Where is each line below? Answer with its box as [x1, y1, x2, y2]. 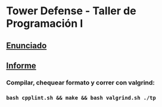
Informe [6, 61, 37, 71]
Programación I [6, 17, 83, 30]
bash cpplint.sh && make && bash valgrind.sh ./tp [6, 94, 156, 101]
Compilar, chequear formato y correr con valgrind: [6, 78, 155, 87]
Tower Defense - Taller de [6, 4, 136, 18]
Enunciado [6, 40, 47, 51]
